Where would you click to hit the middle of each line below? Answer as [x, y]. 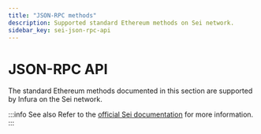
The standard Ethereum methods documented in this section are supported [130, 91]
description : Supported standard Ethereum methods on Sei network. [121, 23]
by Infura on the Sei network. [55, 99]
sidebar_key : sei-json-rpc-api [60, 30]
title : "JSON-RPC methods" [52, 15]
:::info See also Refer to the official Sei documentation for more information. [131, 114]
